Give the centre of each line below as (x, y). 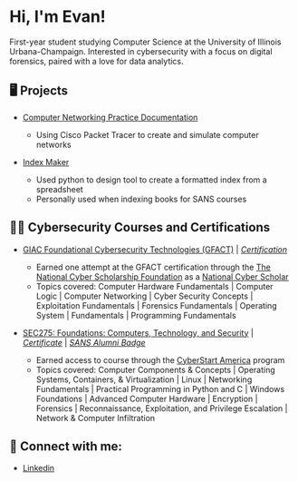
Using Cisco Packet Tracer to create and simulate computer (148, 134)
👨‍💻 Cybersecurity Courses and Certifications (139, 227)
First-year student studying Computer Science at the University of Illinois (145, 42)
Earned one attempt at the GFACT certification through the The (154, 267)
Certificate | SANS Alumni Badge (84, 342)
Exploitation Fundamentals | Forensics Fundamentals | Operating (157, 305)
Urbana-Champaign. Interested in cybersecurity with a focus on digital (141, 51)
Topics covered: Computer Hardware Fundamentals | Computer (154, 286)
